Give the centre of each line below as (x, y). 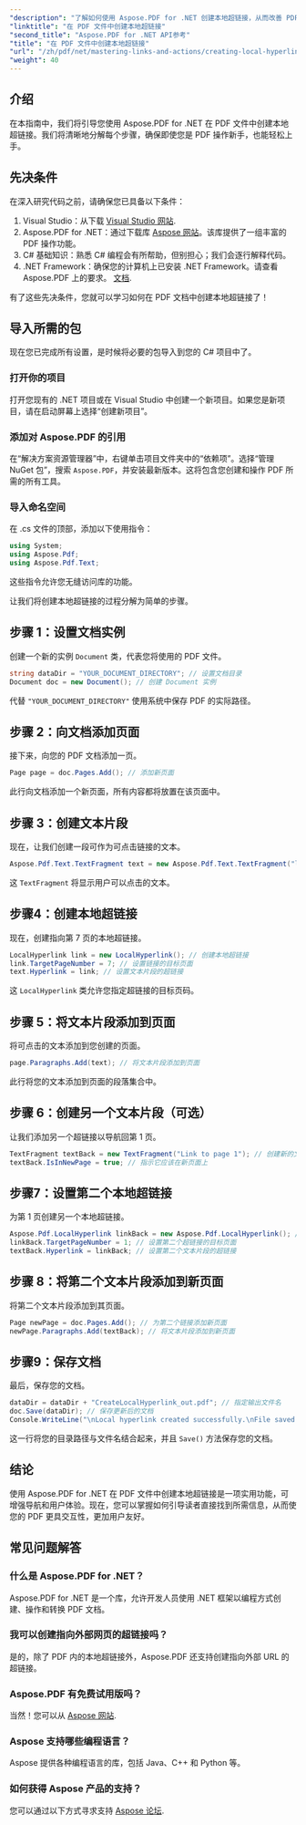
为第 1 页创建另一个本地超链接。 (69, 1217)
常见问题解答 (46, 1548)
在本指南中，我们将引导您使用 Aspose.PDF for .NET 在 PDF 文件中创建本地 (149, 123)
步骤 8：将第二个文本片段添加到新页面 (117, 1282)
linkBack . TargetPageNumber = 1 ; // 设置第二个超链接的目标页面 (123, 1243)
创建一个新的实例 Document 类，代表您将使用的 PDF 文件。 (118, 656)
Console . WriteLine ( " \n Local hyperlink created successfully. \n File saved (153, 1420)
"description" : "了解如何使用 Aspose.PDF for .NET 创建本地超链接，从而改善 (146, 18)
